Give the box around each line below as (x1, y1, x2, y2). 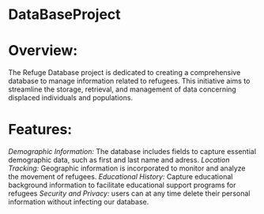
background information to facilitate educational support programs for (8, 180, 236, 190)
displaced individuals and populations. (8, 93, 133, 103)
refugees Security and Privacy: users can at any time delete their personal (8, 189, 251, 198)
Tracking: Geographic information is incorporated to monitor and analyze (8, 163, 247, 173)
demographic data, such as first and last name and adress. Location (8, 156, 230, 165)
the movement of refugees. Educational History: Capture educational (8, 172, 233, 182)
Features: (8, 121, 73, 139)
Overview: (8, 42, 78, 60)
